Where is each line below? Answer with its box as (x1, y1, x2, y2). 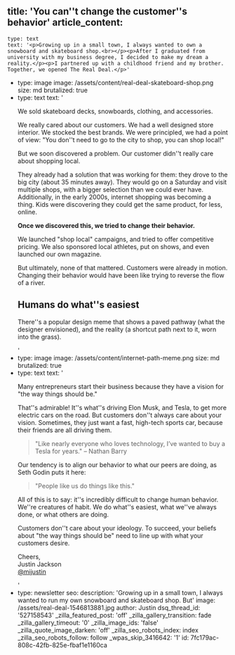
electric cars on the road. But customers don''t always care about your (17, 411, 222, 419)
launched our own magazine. (17, 250, 102, 258)
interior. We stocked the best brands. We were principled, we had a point (17, 128, 228, 136)
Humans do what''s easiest (17, 299, 140, 311)
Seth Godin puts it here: (17, 468, 86, 476)
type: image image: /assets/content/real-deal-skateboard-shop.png (17, 78, 214, 87)
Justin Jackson (17, 559, 62, 568)
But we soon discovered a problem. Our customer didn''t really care (17, 149, 214, 158)
